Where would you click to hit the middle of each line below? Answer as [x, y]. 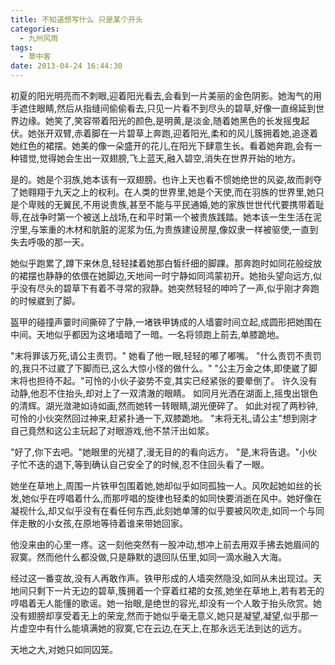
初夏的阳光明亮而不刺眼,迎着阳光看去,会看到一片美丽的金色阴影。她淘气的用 [166, 95]
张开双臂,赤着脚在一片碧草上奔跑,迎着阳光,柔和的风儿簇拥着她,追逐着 [177, 133]
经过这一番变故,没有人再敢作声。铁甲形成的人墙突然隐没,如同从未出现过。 [162, 578]
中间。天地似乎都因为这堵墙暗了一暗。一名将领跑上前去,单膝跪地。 [147, 334]
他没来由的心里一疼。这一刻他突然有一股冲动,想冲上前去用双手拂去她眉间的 [165, 544]
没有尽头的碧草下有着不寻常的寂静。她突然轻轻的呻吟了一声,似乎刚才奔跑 [169, 288]
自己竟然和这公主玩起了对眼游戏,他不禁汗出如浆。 [112, 430]
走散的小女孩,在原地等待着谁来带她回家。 [103, 523]
